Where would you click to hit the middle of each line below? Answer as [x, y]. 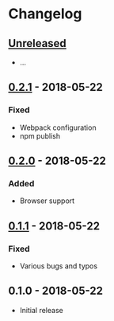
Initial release [41, 310]
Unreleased [38, 43]
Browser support [47, 201]
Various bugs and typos [58, 266]
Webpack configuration [58, 127]
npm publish [40, 135]
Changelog [45, 14]
